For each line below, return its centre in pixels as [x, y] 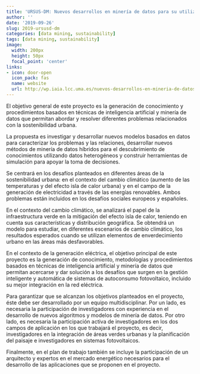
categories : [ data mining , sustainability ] [61, 34]
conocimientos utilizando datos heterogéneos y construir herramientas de [97, 155]
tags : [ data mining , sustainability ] [53, 39]
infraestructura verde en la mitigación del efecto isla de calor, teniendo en [97, 216]
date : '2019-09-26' [30, 23]
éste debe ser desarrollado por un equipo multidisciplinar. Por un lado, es [96, 302]
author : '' [20, 17]
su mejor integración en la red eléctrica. [55, 285]
